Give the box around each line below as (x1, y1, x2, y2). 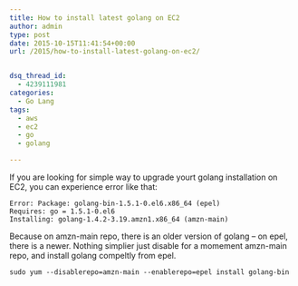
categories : (9, 88, 54, 97)
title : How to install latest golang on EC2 (9, 13, 180, 23)
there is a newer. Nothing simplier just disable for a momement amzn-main (9, 241, 288, 251)
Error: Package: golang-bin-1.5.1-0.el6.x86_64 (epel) (9, 199, 221, 208)
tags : (9, 105, 30, 114)
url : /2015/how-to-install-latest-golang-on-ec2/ (9, 47, 201, 56)
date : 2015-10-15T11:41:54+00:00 (9, 38, 136, 48)
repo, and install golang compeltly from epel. (9, 251, 177, 261)
